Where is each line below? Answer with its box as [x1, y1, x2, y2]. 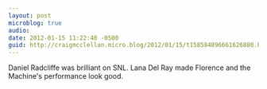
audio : [8, 26, 30, 34]
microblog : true [8, 19, 62, 27]
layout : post [8, 11, 52, 20]
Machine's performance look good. [8, 72, 124, 81]
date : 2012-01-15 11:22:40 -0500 [8, 33, 119, 42]
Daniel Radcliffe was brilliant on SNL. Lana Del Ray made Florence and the [8, 63, 251, 72]
